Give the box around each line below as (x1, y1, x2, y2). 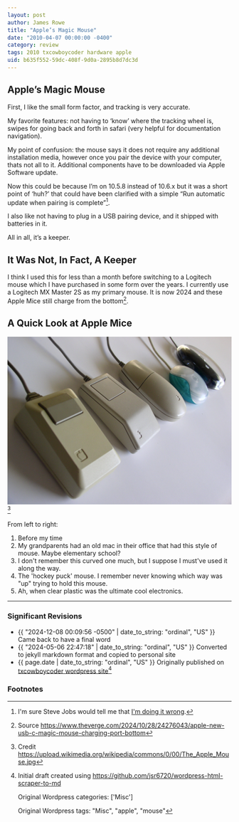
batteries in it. (7, 219, 48, 228)
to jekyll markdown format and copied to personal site (17, 650, 176, 658)
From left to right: (7, 520, 58, 529)
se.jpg (17, 757, 36, 766)
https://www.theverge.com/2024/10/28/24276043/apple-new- (40, 721, 225, 729)
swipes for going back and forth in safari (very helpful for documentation (7, 124, 221, 132)
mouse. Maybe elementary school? (17, 549, 121, 558)
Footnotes (7, 684, 44, 694)
